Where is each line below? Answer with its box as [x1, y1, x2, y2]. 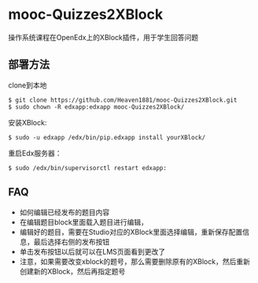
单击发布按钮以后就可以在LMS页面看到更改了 [19, 247, 166, 256]
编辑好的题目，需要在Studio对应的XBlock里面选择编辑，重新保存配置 [19, 227, 243, 236]
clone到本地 [8, 80, 47, 90]
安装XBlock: [8, 117, 47, 127]
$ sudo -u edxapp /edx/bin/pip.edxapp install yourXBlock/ [8, 133, 206, 141]
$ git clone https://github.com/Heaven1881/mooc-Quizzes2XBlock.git [8, 96, 238, 104]
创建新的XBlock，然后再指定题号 [19, 266, 126, 276]
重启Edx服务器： [8, 148, 62, 158]
